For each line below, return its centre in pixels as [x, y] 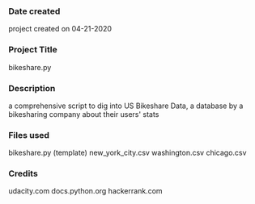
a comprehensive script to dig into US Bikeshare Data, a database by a [126, 106]
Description [32, 88]
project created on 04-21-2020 [60, 29]
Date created [34, 11]
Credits [23, 173]
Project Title [33, 50]
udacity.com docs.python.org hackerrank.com [86, 191]
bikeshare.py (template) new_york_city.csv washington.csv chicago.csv [127, 153]
